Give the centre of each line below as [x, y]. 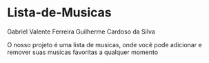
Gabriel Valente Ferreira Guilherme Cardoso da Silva [81, 32]
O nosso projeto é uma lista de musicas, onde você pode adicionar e [104, 45]
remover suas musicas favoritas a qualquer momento [83, 52]
